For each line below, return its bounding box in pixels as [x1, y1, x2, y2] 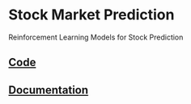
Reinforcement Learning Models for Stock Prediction [8, 32, 184, 42]
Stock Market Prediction [8, 6, 175, 24]
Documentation [8, 83, 89, 97]
